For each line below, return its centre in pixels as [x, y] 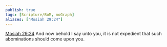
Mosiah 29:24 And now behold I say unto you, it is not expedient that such [84, 34]
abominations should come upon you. [45, 39]
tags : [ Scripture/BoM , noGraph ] [40, 15]
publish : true [20, 10]
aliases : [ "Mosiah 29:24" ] [34, 19]
